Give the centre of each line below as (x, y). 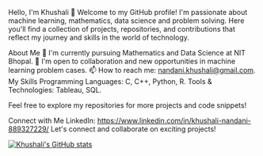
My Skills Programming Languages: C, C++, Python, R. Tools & (110, 82)
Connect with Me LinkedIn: (52, 120)
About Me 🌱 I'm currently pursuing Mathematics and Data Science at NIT (127, 53)
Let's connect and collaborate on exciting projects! (133, 129)
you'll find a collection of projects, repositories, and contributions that (122, 29)
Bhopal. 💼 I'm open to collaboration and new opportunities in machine (122, 61)
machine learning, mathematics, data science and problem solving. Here (126, 21)
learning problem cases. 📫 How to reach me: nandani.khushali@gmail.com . (132, 70)
